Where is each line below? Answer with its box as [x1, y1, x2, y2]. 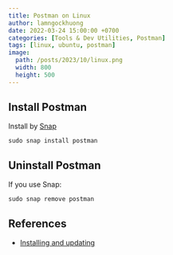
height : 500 [15, 71, 56, 79]
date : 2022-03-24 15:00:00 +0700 [8, 26, 120, 34]
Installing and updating [19, 238, 96, 248]
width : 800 [15, 64, 52, 72]
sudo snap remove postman [8, 195, 94, 203]
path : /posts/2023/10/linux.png [15, 57, 124, 65]
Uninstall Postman [8, 159, 101, 172]
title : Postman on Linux [8, 11, 91, 20]
